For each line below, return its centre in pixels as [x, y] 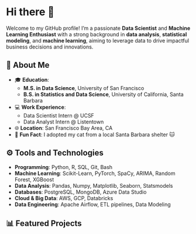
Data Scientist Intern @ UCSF [59, 115]
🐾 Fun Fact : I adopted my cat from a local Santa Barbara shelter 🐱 [94, 135]
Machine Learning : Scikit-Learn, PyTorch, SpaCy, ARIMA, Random [95, 173]
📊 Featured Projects [44, 223]
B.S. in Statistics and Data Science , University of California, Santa [104, 94]
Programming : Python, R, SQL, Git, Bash [63, 167]
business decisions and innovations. [50, 47]
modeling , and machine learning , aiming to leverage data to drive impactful [97, 40]
